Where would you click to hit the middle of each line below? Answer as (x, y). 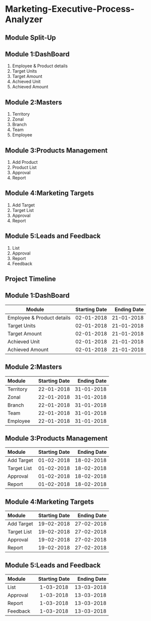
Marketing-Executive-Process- (70, 9)
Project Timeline (31, 279)
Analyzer (24, 19)
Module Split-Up (31, 38)
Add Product (25, 162)
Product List (24, 167)
